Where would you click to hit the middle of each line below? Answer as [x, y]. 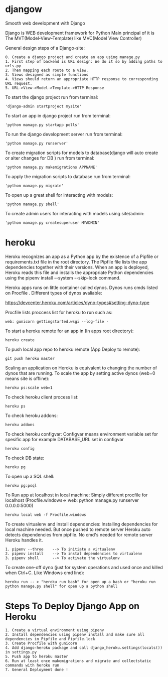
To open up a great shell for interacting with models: [59, 195]
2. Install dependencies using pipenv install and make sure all [75, 634]
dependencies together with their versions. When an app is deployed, [77, 267]
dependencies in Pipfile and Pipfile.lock [50, 639]
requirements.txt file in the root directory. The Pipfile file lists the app [76, 261]
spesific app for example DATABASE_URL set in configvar [64, 439]
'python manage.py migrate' [35, 186]
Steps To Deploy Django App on [72, 606]
